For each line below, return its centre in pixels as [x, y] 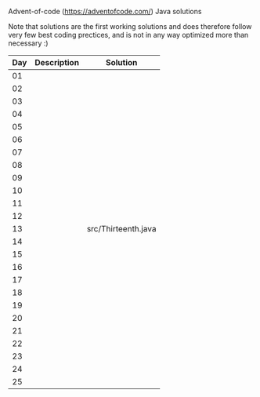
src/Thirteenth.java [121, 229]
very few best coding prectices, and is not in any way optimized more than [128, 35]
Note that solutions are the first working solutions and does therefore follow [130, 26]
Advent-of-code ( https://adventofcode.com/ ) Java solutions [105, 11]
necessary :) [28, 43]
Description [57, 62]
